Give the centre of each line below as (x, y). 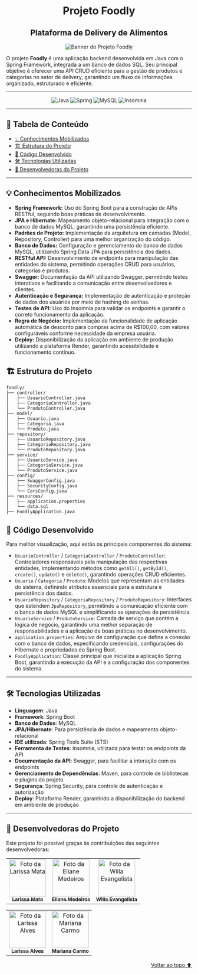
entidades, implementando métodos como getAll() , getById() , (91, 568)
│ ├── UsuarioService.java (42, 460)
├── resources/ (25, 496)
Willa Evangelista (116, 899)
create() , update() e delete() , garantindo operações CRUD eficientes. (100, 575)
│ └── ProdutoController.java (46, 409)
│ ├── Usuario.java (33, 419)
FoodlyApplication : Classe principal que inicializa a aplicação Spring (98, 656)
